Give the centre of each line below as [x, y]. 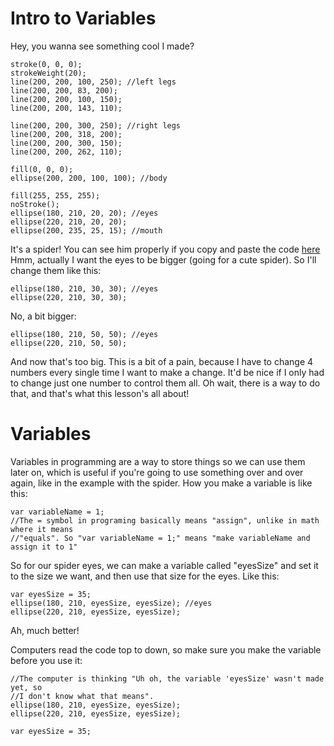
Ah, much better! [45, 630]
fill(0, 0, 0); [42, 169]
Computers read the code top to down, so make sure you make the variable [166, 649]
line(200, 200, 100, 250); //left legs [93, 82]
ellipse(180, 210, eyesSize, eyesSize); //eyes [111, 603]
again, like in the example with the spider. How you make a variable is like [161, 483]
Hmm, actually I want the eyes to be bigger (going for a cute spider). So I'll [163, 259]
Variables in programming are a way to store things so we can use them [158, 461]
